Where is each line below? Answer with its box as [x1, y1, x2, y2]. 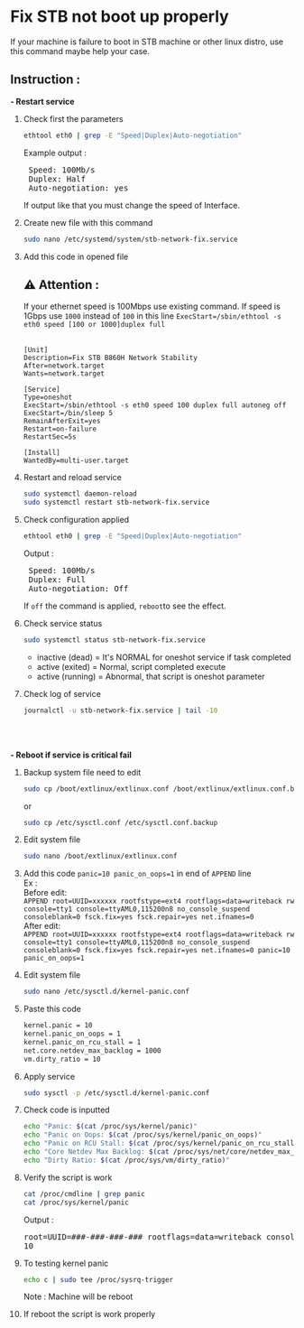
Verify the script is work [23, 1172, 113, 1183]
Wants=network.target [23, 369, 105, 378]
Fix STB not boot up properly [10, 6, 229, 27]
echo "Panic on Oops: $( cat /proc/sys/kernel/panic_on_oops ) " [23, 1130, 263, 1139]
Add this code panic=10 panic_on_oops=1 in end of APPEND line [23, 868, 252, 879]
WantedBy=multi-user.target [23, 456, 129, 466]
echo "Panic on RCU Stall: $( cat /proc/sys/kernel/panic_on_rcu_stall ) [23, 1139, 299, 1148]
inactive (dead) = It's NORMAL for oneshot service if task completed [36, 652, 291, 663]
